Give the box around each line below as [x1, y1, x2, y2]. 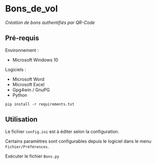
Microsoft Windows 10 [12, 57, 58, 63]
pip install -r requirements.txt [5, 102, 75, 107]
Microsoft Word [12, 76, 45, 82]
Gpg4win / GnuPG [12, 87, 50, 93]
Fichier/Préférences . [5, 143, 49, 150]
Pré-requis [5, 34, 39, 42]
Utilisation [5, 115, 38, 124]
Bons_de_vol [5, 3, 58, 14]
